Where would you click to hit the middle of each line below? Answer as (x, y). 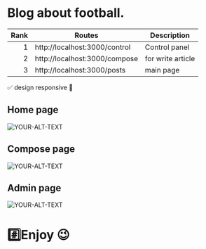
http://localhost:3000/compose (87, 58)
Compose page (41, 149)
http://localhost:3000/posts (80, 70)
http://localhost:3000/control (83, 47)
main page (162, 70)
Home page (33, 110)
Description (170, 35)
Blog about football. (66, 13)
